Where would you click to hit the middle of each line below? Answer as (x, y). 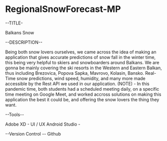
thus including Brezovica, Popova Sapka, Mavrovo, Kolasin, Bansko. (75, 73)
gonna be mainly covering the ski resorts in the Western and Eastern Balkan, (83, 68)
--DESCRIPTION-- (24, 42)
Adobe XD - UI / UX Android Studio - (43, 124)
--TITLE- (14, 23)
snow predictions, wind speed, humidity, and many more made (81, 78)
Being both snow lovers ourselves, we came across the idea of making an (81, 52)
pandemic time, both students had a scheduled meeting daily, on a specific (82, 89)
